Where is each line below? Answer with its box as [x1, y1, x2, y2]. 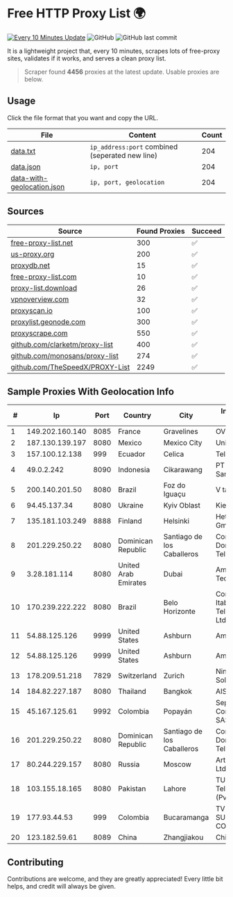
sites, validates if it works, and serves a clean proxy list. [7, 54, 166, 63]
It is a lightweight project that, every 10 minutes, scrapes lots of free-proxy [7, 47, 221, 55]
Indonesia [117, 465, 150, 475]
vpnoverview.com [10, 294, 69, 304]
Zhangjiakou [163, 832, 204, 842]
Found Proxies [136, 226, 185, 236]
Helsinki [163, 516, 189, 526]
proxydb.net [10, 260, 51, 270]
